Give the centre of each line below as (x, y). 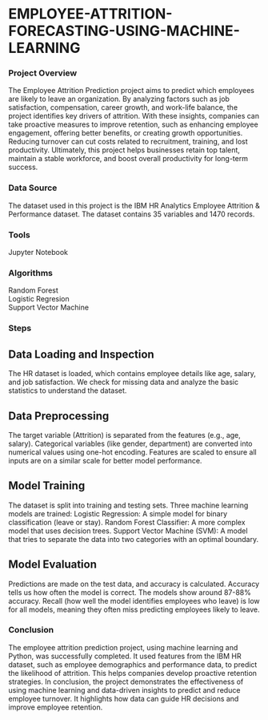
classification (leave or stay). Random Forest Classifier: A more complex (127, 522)
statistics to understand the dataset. (68, 390)
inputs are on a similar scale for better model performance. (105, 460)
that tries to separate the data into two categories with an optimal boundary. (133, 539)
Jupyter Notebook (38, 253)
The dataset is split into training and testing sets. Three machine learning (128, 505)
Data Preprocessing (59, 416)
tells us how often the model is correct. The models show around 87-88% (130, 592)
